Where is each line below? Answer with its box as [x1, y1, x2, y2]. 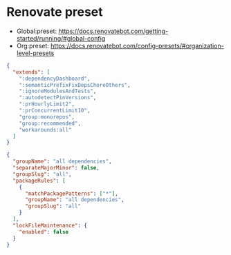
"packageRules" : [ [12, 177, 66, 184]
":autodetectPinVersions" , [19, 94, 97, 101]
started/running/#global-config [16, 34, 106, 42]
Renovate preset [6, 4, 103, 20]
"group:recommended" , [19, 120, 81, 127]
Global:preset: [16, 27, 57, 35]
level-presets [16, 49, 55, 57]
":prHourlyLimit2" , [19, 101, 75, 108]
